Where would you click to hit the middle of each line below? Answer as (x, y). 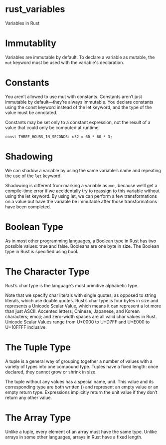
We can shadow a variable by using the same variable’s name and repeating (83, 170)
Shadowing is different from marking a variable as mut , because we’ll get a (81, 185)
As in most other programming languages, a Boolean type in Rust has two (81, 241)
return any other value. (29, 397)
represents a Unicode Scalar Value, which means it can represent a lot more (83, 306)
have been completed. (28, 207)
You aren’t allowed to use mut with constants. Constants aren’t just (74, 97)
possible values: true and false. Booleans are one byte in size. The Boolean (82, 246)
